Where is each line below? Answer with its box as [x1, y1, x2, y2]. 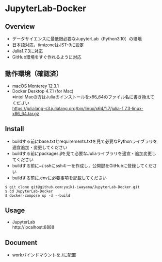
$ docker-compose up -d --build [5, 193, 70, 198]
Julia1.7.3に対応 [12, 48, 43, 54]
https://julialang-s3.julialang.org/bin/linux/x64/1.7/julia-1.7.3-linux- [12, 105, 144, 111]
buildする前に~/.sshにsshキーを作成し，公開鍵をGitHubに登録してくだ [12, 163, 153, 168]
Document [5, 238, 37, 246]
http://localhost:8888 [12, 225, 55, 230]
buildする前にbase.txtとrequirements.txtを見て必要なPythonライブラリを [12, 138, 158, 144]
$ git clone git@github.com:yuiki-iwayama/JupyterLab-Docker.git [5, 185, 140, 189]
